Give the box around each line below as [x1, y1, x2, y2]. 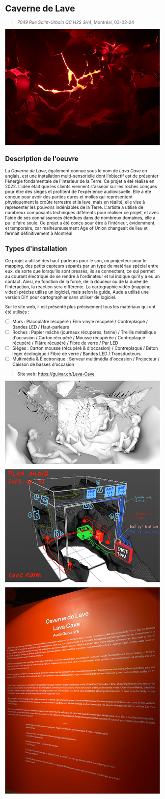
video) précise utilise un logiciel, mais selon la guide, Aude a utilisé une [5, 289, 149, 295]
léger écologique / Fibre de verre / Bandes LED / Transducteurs [12, 351, 141, 357]
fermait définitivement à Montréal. [5, 230, 74, 236]
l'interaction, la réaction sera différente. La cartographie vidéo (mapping [5, 283, 151, 290]
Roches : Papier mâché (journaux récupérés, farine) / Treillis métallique [12, 329, 156, 335]
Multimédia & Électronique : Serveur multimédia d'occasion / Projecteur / [12, 356, 160, 361]
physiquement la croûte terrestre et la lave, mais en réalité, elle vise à [5, 199, 145, 205]
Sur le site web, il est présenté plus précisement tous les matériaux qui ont [5, 303, 156, 309]
